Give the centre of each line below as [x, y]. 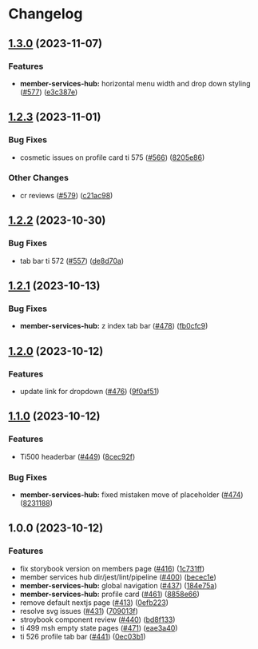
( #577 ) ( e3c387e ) [49, 92]
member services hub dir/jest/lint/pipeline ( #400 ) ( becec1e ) [118, 577]
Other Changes [39, 178]
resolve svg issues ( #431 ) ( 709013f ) [79, 611]
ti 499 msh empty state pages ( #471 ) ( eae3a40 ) [99, 627]
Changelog [46, 14]
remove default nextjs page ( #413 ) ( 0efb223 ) [94, 602]
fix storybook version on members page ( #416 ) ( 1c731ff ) [112, 568]
